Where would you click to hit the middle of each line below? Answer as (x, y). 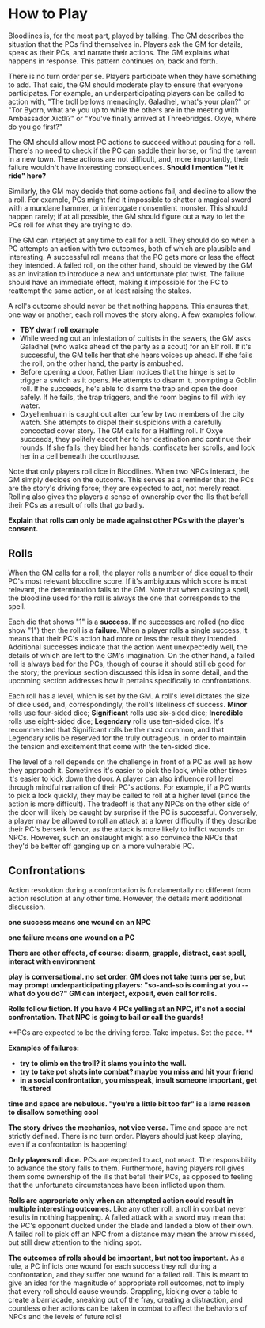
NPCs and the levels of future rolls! (65, 1316)
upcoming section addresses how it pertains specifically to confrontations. (130, 680)
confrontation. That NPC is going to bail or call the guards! (106, 1017)
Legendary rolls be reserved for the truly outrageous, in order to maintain (127, 738)
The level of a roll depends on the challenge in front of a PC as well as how (130, 762)
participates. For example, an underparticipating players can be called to (127, 93)
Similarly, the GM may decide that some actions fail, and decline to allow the (132, 191)
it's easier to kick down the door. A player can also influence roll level (121, 778)
